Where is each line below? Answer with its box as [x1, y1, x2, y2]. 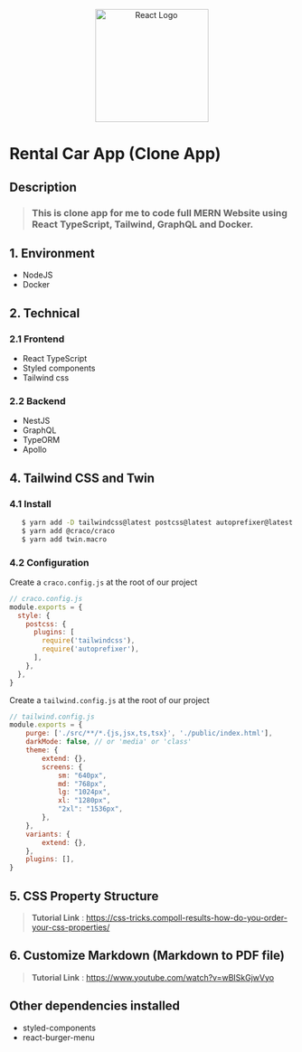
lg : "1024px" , [57, 787, 111, 797]
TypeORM [22, 435, 61, 446]
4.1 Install [9, 497, 52, 510]
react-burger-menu [22, 1031, 95, 1043]
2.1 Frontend [9, 333, 65, 345]
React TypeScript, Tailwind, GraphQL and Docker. [31, 218, 254, 230]
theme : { [25, 746, 59, 755]
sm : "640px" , [57, 771, 107, 780]
